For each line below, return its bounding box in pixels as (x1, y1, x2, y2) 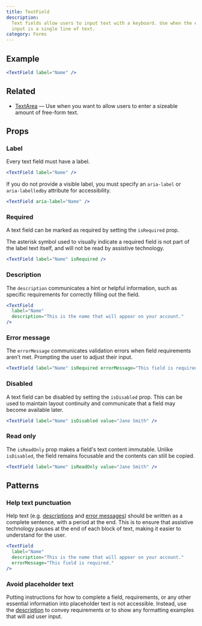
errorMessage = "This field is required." (11, 560, 114, 566)
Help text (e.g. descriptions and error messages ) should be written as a (6, 512, 183, 519)
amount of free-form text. (14, 109, 79, 116)
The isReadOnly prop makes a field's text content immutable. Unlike (6, 446, 173, 453)
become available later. (6, 406, 64, 413)
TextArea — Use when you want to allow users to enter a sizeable (14, 102, 178, 109)
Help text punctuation (6, 498, 72, 507)
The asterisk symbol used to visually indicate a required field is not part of (6, 238, 190, 245)
